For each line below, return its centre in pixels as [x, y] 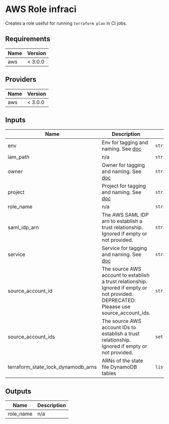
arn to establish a [122, 221]
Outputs [18, 391]
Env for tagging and [125, 143]
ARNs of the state [122, 361]
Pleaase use [116, 307]
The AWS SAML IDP [125, 215]
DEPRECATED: [119, 300]
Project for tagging [123, 186]
